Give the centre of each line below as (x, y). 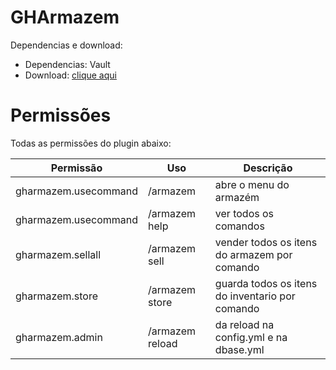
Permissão (76, 168)
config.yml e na (251, 337)
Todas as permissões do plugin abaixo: (91, 143)
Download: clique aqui (70, 75)
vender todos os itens (266, 242)
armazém (237, 197)
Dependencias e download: (66, 45)
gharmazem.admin (59, 337)
